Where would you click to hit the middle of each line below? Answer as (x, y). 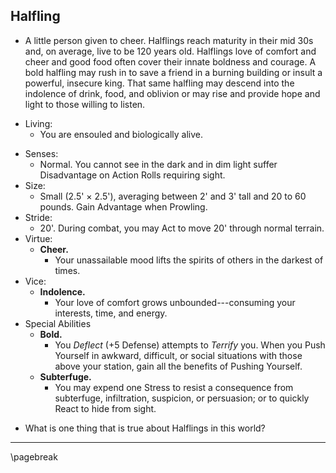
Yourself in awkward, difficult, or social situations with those (178, 355)
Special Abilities (58, 323)
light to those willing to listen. (85, 104)
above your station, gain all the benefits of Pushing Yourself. (178, 366)
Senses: (41, 153)
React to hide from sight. (105, 408)
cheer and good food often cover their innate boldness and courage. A (170, 61)
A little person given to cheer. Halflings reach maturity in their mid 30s (169, 40)
